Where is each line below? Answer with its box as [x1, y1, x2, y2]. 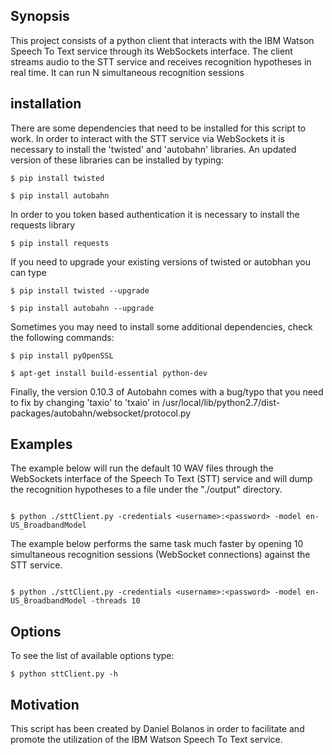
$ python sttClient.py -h [10, 669, 118, 679]
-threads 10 [90, 596, 141, 606]
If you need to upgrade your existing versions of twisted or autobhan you [10, 255, 311, 268]
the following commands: [10, 331, 115, 343]
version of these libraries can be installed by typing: [10, 154, 224, 166]
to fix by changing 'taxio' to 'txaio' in [10, 396, 160, 408]
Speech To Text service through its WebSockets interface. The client [10, 45, 293, 57]
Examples [10, 436, 73, 453]
